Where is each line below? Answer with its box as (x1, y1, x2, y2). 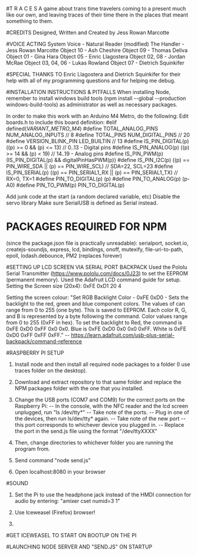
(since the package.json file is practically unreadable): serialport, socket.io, (6, 239, 189, 246)
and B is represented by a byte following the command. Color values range (6, 313, 188, 320)
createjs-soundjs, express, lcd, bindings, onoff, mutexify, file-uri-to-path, (6, 245, 184, 253)
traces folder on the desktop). (14, 366, 87, 374)
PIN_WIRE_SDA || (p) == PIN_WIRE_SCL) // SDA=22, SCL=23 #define (6, 163, 173, 170)
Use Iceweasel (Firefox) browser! (14, 508, 96, 516)
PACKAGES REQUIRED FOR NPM (6, 220, 167, 233)
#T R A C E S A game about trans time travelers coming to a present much (6, 5, 186, 12)
